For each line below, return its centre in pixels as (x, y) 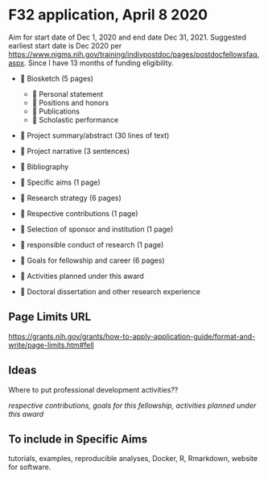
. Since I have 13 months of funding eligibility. (99, 63)
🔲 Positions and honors (70, 102)
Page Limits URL (50, 317)
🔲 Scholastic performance (75, 119)
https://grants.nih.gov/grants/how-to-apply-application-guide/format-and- (132, 336)
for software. (30, 467)
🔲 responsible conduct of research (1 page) (92, 244)
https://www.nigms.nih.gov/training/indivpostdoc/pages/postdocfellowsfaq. (134, 54)
